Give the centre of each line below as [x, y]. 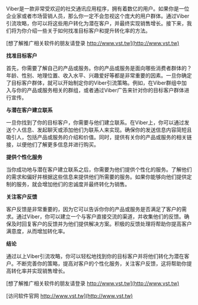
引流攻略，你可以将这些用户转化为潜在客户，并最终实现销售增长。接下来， [96, 23]
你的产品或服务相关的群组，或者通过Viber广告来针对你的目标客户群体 [100, 90]
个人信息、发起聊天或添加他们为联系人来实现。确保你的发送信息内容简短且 [101, 130]
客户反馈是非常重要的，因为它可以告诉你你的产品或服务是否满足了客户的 [94, 209]
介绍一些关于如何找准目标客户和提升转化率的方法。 [88, 31]
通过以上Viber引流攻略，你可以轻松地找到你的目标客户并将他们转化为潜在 [95, 256]
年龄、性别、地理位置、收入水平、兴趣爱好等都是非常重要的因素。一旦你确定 [99, 76]
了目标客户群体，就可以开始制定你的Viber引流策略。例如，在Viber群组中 [94, 83]
